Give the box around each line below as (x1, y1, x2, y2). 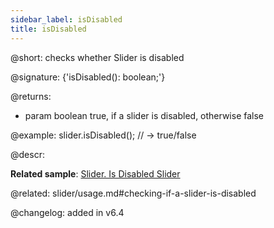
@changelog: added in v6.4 (10, 206, 125, 218)
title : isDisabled (10, 24, 87, 34)
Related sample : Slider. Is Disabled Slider (10, 167, 181, 180)
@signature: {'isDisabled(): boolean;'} (10, 71, 166, 83)
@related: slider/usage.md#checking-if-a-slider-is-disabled (10, 187, 257, 199)
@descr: (10, 148, 45, 160)
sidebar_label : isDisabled (10, 14, 123, 25)
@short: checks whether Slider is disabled (10, 51, 185, 63)
